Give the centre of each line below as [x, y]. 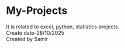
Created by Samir [27, 39]
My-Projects [37, 11]
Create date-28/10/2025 [35, 32]
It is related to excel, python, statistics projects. [63, 27]
